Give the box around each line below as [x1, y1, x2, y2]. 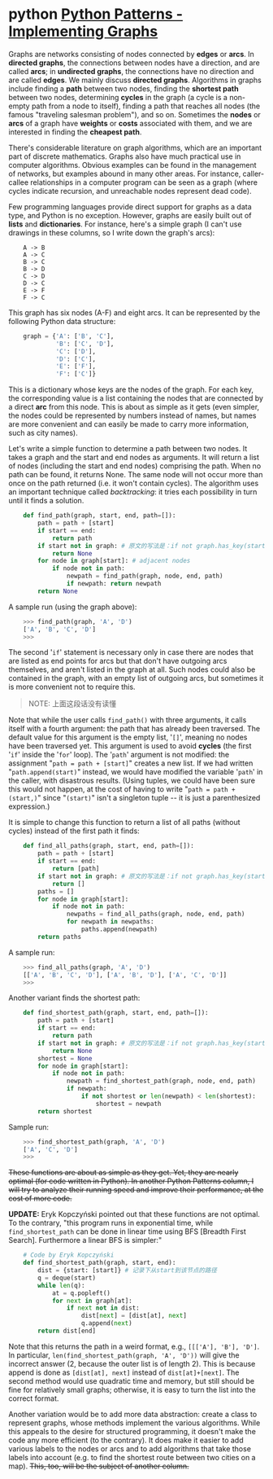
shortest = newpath [95, 1099, 162, 1108]
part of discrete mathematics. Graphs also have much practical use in [8, 151, 241, 161]
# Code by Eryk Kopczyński [23, 1251, 115, 1259]
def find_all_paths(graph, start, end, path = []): [23, 842, 195, 850]
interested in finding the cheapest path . [8, 127, 142, 137]
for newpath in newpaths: [66, 918, 154, 926]
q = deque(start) [37, 1274, 96, 1282]
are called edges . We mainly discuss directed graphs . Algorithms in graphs [8, 75, 262, 85]
